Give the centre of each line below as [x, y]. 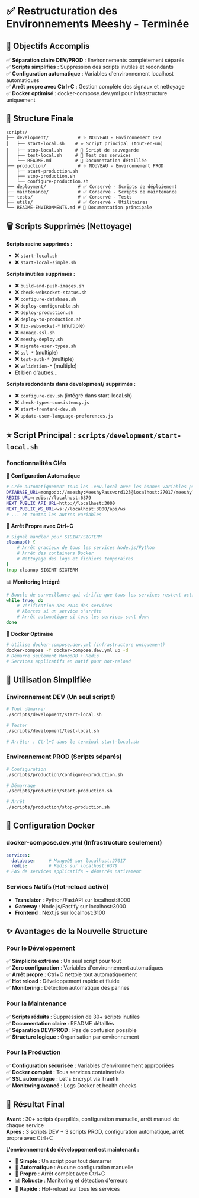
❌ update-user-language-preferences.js [64, 415]
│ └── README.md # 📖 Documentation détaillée [76, 161]
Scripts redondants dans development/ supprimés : [71, 384]
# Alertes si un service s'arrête [59, 611]
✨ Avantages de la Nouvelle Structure [77, 931]
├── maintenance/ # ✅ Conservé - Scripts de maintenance [92, 192]
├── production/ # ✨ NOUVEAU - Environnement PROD [85, 166]
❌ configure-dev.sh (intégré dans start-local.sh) [73, 395]
